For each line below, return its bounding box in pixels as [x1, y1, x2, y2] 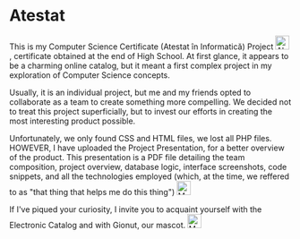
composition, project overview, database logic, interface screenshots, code [9, 161, 287, 172]
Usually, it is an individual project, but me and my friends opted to [9, 87, 252, 98]
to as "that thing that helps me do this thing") [9, 186, 176, 197]
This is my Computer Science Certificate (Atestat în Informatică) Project [9, 41, 274, 52]
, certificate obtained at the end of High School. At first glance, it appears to [9, 50, 289, 61]
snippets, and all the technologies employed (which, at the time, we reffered [9, 171, 289, 182]
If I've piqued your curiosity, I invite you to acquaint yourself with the [9, 203, 262, 215]
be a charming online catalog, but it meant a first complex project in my [9, 60, 272, 71]
